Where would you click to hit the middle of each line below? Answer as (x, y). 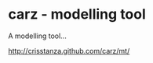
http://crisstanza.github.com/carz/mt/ (69, 51)
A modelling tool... (37, 36)
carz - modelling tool (77, 14)
